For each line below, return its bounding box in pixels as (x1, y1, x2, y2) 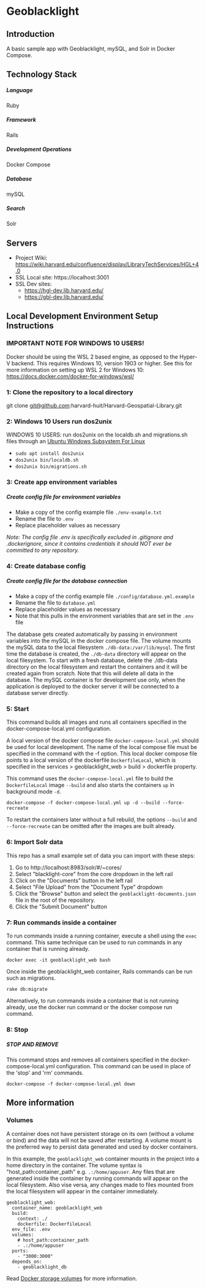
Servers (6, 238, 38, 248)
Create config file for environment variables (6, 493, 121, 500)
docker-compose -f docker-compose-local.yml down (6, 1080, 136, 1087)
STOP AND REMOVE (6, 1041, 59, 1048)
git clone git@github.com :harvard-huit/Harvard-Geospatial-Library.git (6, 402, 182, 409)
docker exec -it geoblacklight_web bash (6, 957, 111, 963)
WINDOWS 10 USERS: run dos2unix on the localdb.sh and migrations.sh (6, 431, 188, 438)
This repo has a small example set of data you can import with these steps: (6, 852, 195, 859)
